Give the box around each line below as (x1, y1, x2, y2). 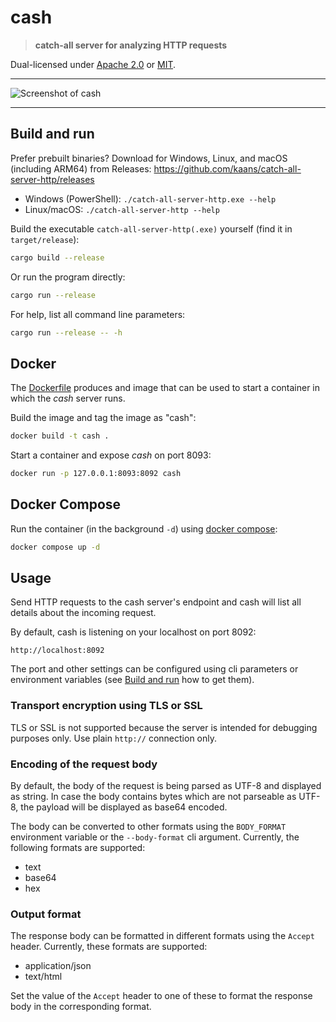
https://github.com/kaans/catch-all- (153, 162, 302, 175)
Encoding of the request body (10, 757, 158, 771)
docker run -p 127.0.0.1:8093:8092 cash (10, 469, 182, 479)
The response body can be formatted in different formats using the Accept (10, 930, 315, 942)
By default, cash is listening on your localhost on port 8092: (10, 626, 257, 638)
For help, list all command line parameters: (10, 308, 186, 320)
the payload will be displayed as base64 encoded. (20, 801, 228, 813)
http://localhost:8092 (10, 646, 105, 656)
